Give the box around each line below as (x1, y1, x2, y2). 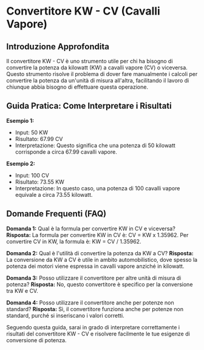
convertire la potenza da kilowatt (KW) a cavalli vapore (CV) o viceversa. (6, 64, 188, 71)
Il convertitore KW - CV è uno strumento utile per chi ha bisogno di (6, 58, 173, 64)
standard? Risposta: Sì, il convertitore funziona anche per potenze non (6, 305, 184, 312)
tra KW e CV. (6, 287, 38, 294)
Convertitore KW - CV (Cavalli (6, 4, 161, 18)
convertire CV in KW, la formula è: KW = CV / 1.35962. (6, 238, 141, 245)
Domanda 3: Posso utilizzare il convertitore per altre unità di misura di (6, 274, 182, 281)
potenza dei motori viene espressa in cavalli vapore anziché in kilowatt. (6, 262, 185, 270)
